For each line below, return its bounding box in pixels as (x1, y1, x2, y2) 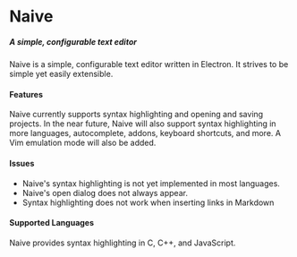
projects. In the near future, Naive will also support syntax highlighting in (9, 118, 276, 129)
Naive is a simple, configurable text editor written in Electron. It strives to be (9, 59, 289, 70)
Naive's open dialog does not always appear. (21, 187, 188, 198)
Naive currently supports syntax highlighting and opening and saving (9, 109, 264, 120)
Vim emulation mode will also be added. (9, 137, 157, 149)
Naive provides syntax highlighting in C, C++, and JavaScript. (9, 237, 236, 248)
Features (9, 89, 43, 99)
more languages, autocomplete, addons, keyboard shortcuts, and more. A (9, 128, 282, 139)
